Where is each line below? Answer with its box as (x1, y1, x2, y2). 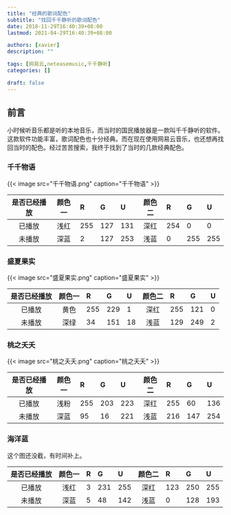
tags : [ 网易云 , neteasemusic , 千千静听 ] (7, 61, 111, 68)
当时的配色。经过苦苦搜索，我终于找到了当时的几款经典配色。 (12, 143, 188, 152)
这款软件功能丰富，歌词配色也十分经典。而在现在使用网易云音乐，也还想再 (7, 135, 218, 143)
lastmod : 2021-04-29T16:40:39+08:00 (7, 29, 112, 37)
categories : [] (7, 67, 51, 74)
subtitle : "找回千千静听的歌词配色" (7, 17, 101, 23)
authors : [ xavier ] (7, 42, 60, 49)
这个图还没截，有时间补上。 (7, 451, 86, 459)
